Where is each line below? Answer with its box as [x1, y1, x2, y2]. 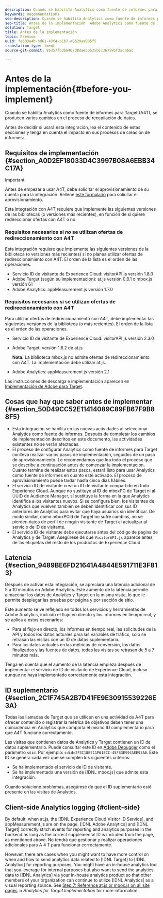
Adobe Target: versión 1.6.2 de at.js [12, 345, 83, 350]
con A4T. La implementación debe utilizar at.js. [12, 359, 106, 365]
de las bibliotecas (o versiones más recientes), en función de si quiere [5, 211, 145, 217]
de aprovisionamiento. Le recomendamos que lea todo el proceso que [12, 457, 152, 462]
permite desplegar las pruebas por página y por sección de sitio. [5, 597, 134, 603]
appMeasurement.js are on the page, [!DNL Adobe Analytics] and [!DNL [5, 821, 148, 827]
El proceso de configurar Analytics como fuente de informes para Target [12, 446, 158, 452]
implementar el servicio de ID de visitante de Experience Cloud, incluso [5, 667, 147, 673]
